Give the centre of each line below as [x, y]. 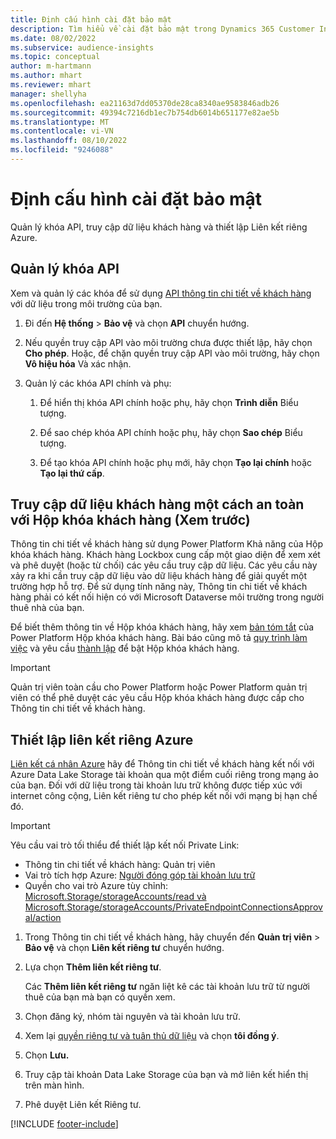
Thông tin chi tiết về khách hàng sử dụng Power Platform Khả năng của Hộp [166, 544]
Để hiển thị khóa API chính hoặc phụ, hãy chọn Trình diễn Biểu [169, 402]
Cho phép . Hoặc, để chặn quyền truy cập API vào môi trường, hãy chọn [172, 353]
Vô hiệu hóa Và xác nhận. [78, 363]
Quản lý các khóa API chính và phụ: [98, 383]
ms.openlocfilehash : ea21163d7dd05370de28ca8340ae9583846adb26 [145, 103]
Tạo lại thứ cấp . [72, 473]
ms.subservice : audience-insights [82, 47]
